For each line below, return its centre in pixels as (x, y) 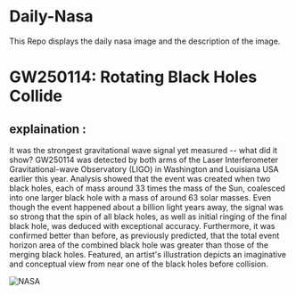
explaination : (48, 129)
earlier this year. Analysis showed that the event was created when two (140, 178)
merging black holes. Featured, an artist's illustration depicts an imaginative (148, 254)
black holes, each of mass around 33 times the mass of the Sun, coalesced (147, 188)
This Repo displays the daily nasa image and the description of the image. (145, 41)
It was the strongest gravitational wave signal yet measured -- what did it (144, 150)
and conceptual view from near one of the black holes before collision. (139, 264)
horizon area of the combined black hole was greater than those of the (139, 245)
